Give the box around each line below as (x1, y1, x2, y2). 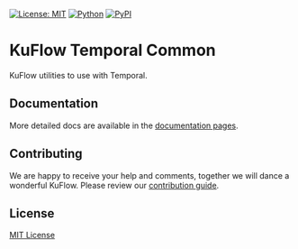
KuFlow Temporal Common (9, 41, 216, 60)
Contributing (9, 146, 83, 161)
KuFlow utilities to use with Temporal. (9, 69, 148, 80)
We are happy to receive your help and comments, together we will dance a (9, 170, 290, 180)
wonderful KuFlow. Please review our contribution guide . (9, 180, 220, 190)
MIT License (9, 230, 56, 241)
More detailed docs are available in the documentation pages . (9, 120, 239, 131)
